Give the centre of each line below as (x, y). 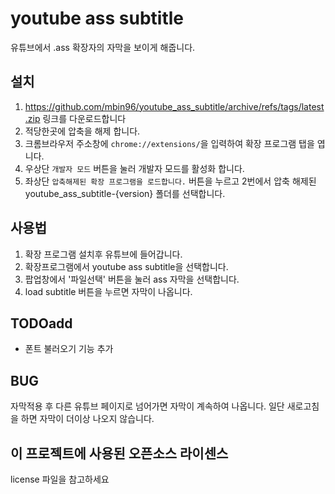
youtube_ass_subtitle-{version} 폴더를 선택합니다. (125, 193)
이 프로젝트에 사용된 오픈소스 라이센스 (119, 453)
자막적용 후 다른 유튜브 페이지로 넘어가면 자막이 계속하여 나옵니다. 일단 (147, 406)
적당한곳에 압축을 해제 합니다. (82, 131)
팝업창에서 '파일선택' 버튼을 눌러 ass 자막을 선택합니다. (132, 279)
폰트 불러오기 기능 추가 (69, 349)
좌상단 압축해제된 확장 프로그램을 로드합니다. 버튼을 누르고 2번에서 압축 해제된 (170, 181)
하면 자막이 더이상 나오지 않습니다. (87, 419)
